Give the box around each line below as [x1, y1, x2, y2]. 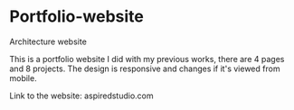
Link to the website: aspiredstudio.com [9, 90, 154, 101]
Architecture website [9, 36, 88, 47]
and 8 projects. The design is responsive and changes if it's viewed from [9, 63, 280, 74]
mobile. [9, 72, 38, 83]
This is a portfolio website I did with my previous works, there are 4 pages [9, 53, 285, 64]
